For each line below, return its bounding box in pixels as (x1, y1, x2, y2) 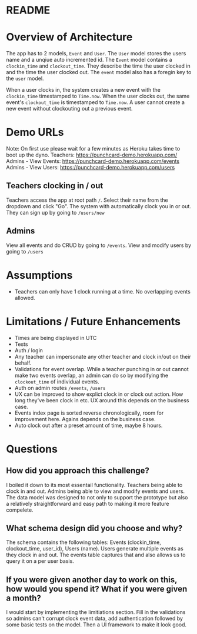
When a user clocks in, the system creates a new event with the (6, 86, 161, 94)
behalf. (14, 359, 32, 366)
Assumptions (6, 268, 73, 282)
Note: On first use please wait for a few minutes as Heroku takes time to (6, 145, 181, 152)
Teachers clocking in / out (6, 181, 103, 191)
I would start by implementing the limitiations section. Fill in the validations (6, 609, 186, 616)
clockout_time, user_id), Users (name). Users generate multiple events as (6, 545, 183, 552)
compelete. (6, 506, 34, 513)
